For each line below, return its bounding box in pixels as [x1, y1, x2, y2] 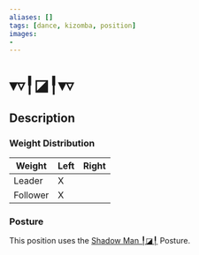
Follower [13, 189, 50, 201]
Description [9, 110, 75, 125]
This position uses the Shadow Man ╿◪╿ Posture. [9, 236, 191, 246]
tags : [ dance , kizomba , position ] [9, 21, 137, 30]
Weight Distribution [9, 137, 96, 149]
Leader [13, 175, 43, 187]
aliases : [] [9, 12, 53, 22]
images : [9, 29, 38, 38]
